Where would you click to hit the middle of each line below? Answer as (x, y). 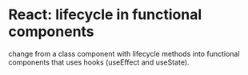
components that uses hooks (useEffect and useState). (99, 62)
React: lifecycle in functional (105, 15)
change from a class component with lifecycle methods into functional (124, 53)
